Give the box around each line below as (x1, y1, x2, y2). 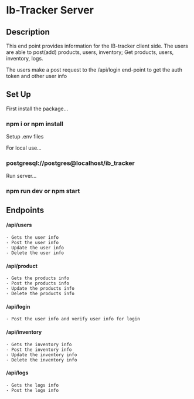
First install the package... (6, 105, 69, 112)
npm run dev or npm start (6, 187, 80, 195)
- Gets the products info (6, 275, 69, 282)
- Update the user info (6, 245, 64, 251)
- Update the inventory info (6, 351, 77, 358)
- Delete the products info (6, 291, 75, 297)
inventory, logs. (6, 55, 43, 62)
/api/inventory (6, 328, 42, 335)
